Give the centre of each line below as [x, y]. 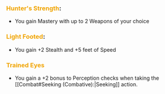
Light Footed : [26, 37]
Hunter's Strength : [34, 8]
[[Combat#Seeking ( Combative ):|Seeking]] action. [76, 84]
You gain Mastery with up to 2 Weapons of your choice [82, 21]
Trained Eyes [25, 65]
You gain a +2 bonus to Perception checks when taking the [87, 78]
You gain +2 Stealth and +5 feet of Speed [65, 49]
